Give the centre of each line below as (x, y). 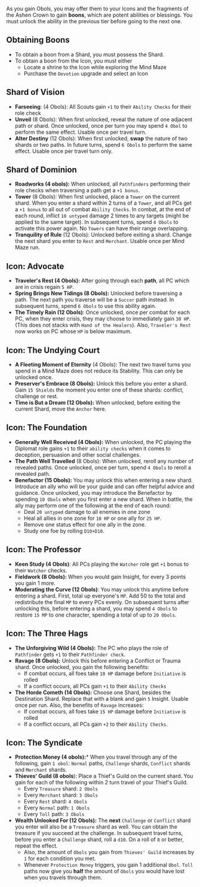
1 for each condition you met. (60, 858)
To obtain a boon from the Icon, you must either (73, 61)
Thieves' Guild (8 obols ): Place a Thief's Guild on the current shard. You (104, 776)
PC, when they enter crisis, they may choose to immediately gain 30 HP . (103, 319)
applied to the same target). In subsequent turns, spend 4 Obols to (96, 222)
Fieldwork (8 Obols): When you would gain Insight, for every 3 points (100, 577)
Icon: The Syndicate (44, 743)
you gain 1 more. (35, 583)
